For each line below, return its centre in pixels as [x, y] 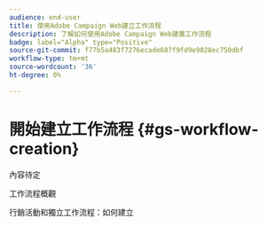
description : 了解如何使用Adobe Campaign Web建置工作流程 [110, 34]
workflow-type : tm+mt [49, 58]
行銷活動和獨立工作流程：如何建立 [71, 212]
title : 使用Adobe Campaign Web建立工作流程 [86, 26]
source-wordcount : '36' [53, 67]
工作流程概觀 [32, 193]
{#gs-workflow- [198, 129]
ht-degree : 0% [35, 75]
